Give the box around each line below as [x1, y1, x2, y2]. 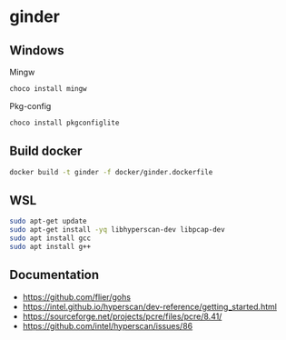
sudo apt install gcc [9, 234, 92, 243]
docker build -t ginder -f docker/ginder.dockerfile [9, 167, 213, 176]
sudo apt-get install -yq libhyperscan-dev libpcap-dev [9, 225, 225, 235]
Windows [9, 43, 64, 58]
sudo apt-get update [9, 216, 88, 226]
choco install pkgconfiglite [9, 118, 120, 127]
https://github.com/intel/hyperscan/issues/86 [22, 320, 193, 331]
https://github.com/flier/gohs [22, 291, 132, 302]
